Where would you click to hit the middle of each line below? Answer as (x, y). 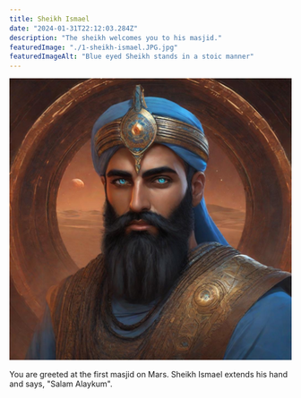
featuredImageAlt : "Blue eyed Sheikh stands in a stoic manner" (132, 57)
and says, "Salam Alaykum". (61, 384)
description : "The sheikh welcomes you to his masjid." (116, 38)
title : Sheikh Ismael (50, 19)
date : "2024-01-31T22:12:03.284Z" (74, 28)
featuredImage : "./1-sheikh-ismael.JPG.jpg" (94, 47)
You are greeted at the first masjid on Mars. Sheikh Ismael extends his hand (149, 375)
